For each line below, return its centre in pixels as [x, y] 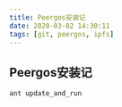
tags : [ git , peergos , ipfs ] [62, 34]
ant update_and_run [46, 94]
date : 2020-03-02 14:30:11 [60, 26]
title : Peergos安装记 [48, 17]
